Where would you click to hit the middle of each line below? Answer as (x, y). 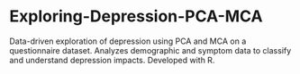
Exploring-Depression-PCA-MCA (136, 16)
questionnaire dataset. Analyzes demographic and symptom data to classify (150, 50)
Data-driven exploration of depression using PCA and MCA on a (128, 41)
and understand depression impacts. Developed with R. (112, 60)
